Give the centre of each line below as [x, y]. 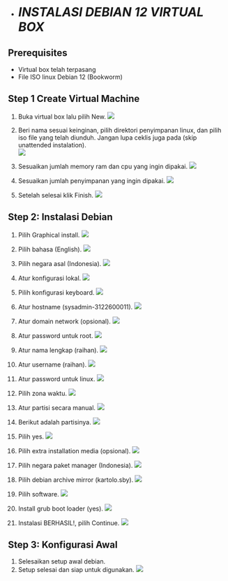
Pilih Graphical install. [49, 235]
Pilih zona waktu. [43, 393]
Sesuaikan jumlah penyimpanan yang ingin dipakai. [92, 181]
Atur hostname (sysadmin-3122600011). [75, 307]
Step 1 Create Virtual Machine [74, 99]
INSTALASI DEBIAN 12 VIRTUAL [111, 12]
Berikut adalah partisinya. [54, 422]
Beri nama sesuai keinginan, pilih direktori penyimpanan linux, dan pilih [120, 130]
